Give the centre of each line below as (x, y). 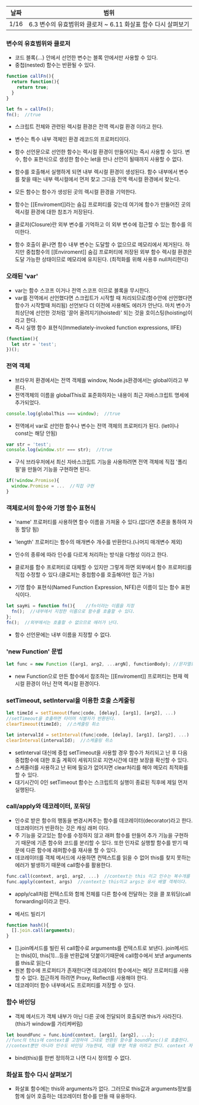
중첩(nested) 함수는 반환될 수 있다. (55, 65)
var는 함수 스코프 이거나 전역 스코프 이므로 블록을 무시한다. (83, 290)
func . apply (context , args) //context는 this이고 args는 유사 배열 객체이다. (97, 882)
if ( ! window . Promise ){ (33, 481)
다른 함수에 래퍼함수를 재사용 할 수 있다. (72, 850)
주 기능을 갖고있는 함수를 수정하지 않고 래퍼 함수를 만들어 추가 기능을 (94, 835)
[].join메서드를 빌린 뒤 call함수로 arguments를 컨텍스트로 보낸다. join (94, 948)
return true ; (33, 88)
